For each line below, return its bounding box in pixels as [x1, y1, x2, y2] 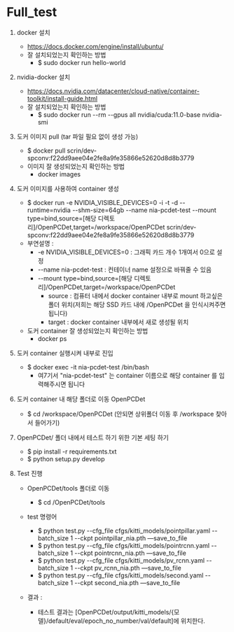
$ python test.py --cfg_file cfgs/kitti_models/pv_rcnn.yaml [37, 556, 205, 564]
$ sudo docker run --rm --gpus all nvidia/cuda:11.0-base [37, 110, 201, 119]
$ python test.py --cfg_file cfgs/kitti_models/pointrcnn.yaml [37, 541, 210, 549]
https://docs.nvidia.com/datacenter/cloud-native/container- [27, 87, 200, 95]
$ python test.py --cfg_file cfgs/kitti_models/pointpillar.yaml [37, 526, 211, 535]
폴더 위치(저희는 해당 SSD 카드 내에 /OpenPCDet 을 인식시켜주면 [48, 300, 226, 309]
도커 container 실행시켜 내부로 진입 [16, 349, 113, 357]
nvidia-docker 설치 [16, 73, 71, 81]
